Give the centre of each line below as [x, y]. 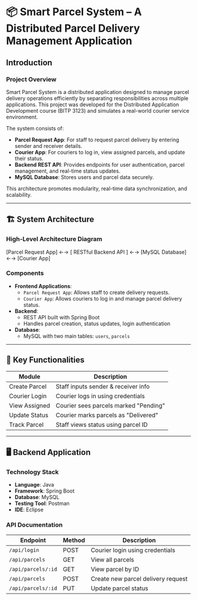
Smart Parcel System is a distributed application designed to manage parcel [98, 92]
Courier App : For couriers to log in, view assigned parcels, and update [100, 152]
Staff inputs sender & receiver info [103, 386]
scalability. [19, 194]
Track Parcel [26, 424]
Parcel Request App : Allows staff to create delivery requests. [96, 292]
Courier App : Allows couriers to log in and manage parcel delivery [103, 298]
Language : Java [34, 485]
